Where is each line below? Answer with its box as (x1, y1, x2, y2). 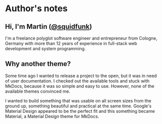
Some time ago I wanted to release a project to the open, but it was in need (5, 73, 157, 79)
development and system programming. (5, 46, 86, 51)
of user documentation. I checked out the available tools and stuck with (5, 78, 150, 83)
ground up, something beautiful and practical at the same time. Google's (5, 103, 152, 109)
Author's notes (5, 3, 68, 14)
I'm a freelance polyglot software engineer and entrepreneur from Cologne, (5, 35, 158, 41)
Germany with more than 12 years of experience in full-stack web (5, 41, 137, 46)
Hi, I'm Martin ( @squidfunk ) (5, 22, 92, 31)
